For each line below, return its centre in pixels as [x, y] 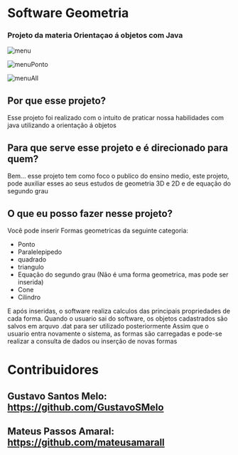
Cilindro [29, 297]
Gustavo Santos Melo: [58, 396]
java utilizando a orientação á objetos [62, 125]
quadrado [32, 259]
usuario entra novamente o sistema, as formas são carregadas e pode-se [115, 333]
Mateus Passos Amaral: [61, 431]
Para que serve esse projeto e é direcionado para [118, 148]
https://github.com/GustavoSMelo [86, 407]
